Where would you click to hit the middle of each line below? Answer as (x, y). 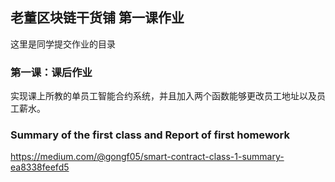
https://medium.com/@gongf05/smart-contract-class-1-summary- (147, 157)
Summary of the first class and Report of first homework (150, 135)
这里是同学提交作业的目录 (63, 44)
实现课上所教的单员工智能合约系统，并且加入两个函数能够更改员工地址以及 (163, 96)
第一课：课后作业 (51, 72)
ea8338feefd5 (40, 167)
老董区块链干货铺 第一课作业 (97, 18)
